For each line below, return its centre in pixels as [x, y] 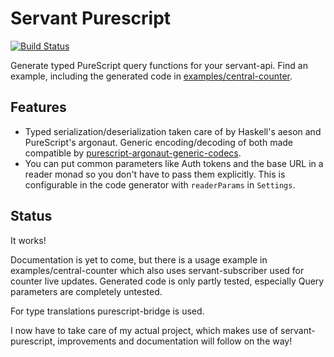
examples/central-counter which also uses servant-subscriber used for [157, 270]
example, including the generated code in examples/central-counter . [151, 76]
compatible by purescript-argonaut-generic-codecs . [133, 153]
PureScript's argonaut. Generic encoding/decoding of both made [158, 142]
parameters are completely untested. [86, 291]
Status [31, 216]
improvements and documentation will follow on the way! [175, 341]
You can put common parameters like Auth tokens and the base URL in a [174, 163]
